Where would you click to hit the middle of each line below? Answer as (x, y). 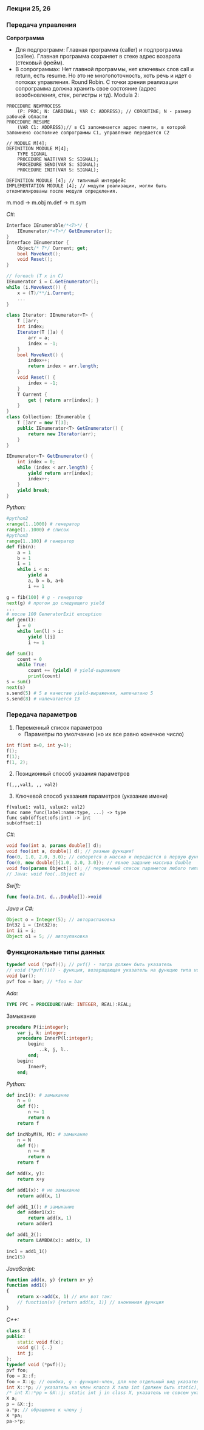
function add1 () (27, 1285)
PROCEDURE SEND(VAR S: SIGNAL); (58, 165)
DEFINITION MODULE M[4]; (38, 149)
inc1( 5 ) (16, 1257)
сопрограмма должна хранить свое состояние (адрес (86, 89)
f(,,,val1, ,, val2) (32, 785)
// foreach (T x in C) (35, 276)
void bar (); (21, 976)
